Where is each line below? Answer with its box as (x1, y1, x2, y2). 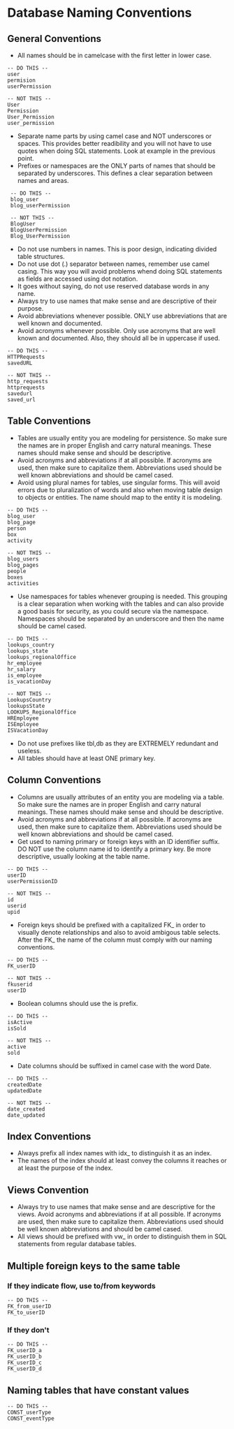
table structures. (17, 253, 65, 260)
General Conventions (7, 33, 101, 45)
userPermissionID (7, 878, 58, 884)
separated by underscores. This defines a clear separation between (17, 169, 213, 177)
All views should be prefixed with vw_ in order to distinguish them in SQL (17, 1232, 227, 1241)
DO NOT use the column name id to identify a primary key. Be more (17, 845, 212, 853)
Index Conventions (7, 1131, 92, 1143)
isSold (7, 1025, 27, 1032)
